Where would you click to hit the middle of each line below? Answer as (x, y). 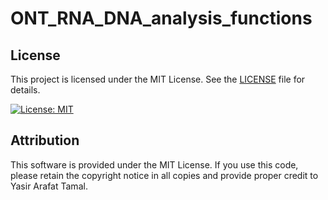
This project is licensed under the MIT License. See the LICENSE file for (158, 79)
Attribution (45, 140)
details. (25, 90)
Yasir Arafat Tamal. (49, 186)
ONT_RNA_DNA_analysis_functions (161, 18)
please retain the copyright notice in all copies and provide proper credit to (164, 175)
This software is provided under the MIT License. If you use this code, (154, 164)
